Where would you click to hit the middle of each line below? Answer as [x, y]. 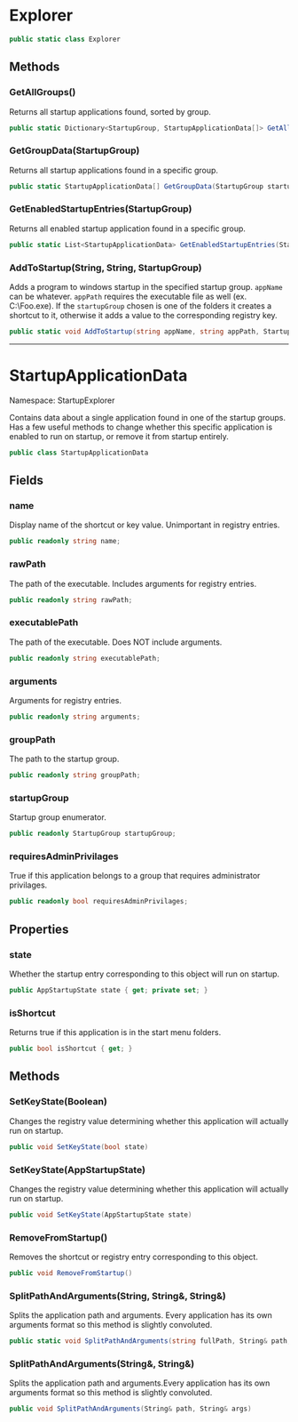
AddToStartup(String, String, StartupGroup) [106, 268]
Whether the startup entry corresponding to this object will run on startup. [145, 974]
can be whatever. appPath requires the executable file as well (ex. [128, 297]
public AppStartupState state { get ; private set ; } [109, 990]
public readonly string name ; [65, 542]
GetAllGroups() [43, 92]
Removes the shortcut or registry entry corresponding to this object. [134, 1257]
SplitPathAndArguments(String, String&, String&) [118, 1296]
